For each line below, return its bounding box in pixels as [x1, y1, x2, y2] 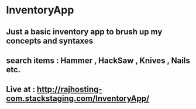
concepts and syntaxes [6, 36, 94, 45]
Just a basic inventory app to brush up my [6, 27, 163, 37]
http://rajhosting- [37, 85, 102, 94]
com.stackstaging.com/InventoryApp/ [6, 94, 150, 104]
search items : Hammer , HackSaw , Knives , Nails [6, 55, 190, 65]
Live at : [6, 85, 36, 94]
